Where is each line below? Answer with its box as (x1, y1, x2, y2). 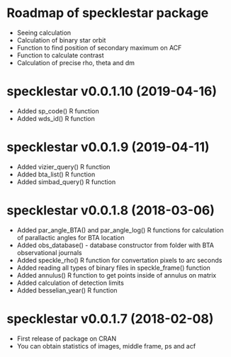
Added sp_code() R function (16, 106, 100, 115)
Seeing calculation (16, 28, 72, 37)
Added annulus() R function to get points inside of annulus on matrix (16, 271, 217, 279)
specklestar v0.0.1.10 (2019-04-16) (6, 84, 218, 100)
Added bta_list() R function (16, 170, 96, 178)
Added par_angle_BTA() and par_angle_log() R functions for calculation (16, 225, 224, 234)
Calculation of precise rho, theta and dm (16, 58, 135, 67)
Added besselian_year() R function (16, 285, 118, 295)
